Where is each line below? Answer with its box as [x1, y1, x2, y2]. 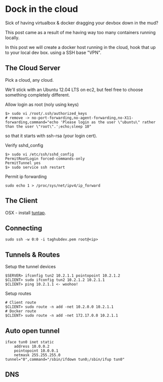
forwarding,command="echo [5, 120, 58, 125]
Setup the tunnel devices [5, 264, 56, 270]
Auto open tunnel [5, 327, 60, 335]
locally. [5, 35, 20, 41]
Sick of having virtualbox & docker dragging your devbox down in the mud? [5, 20, 159, 26]
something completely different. [5, 92, 70, 97]
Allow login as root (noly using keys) [5, 101, 79, 107]
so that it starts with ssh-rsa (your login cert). [5, 133, 97, 139]
